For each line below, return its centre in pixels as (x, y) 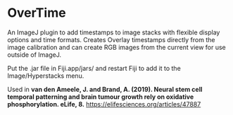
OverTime (37, 13)
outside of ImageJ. (34, 55)
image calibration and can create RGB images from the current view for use (117, 47)
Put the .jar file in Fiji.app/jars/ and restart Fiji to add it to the (94, 68)
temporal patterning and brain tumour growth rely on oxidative (101, 97)
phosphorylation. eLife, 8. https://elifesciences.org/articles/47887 (104, 104)
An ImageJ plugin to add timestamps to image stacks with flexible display (114, 32)
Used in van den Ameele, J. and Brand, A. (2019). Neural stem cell (105, 89)
